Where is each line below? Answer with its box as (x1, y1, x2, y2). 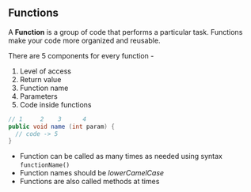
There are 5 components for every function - (8, 51, 154, 60)
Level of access (19, 66, 71, 76)
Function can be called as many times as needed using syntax (19, 152, 223, 161)
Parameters (19, 91, 58, 101)
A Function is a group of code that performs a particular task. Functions (8, 27, 243, 36)
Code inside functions (19, 100, 92, 109)
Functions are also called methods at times (19, 177, 160, 186)
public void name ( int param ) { (8, 122, 115, 130)
